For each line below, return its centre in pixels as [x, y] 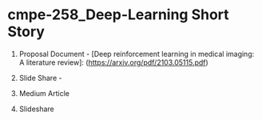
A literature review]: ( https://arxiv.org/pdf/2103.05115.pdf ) [113, 62]
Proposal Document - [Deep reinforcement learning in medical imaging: [137, 54]
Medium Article [44, 93]
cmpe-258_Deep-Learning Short [118, 15]
